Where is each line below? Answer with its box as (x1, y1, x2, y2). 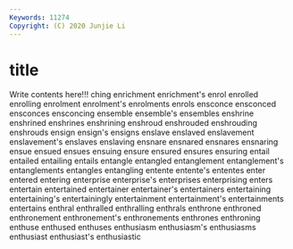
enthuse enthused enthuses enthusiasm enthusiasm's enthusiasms (9, 222, 256, 233)
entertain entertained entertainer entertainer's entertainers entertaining (9, 184, 272, 195)
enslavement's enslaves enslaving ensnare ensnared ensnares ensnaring (9, 137, 279, 147)
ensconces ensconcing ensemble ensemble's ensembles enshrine (9, 108, 255, 119)
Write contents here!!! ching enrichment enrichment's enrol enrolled (9, 89, 259, 100)
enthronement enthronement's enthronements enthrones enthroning (9, 212, 261, 223)
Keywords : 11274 (9, 12, 70, 22)
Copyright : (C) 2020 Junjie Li (9, 21, 126, 30)
